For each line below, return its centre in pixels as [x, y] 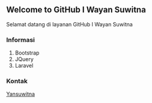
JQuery [24, 59]
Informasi [20, 40]
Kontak [17, 81]
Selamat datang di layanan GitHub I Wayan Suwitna [70, 24]
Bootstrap [27, 53]
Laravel [24, 66]
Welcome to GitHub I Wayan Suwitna [76, 10]
